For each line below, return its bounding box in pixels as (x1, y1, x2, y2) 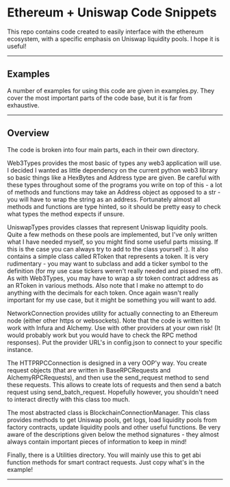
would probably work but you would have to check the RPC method (7, 331, 198, 339)
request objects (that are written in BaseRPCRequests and (7, 366, 171, 374)
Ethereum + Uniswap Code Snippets (7, 5, 217, 21)
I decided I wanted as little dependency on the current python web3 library (7, 166, 218, 174)
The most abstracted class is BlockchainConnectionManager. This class (7, 408, 210, 416)
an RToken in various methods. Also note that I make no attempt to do (7, 281, 204, 289)
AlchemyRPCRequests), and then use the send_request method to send (7, 373, 209, 382)
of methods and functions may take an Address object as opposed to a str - (7, 188, 221, 196)
